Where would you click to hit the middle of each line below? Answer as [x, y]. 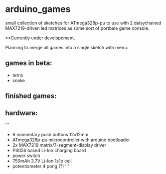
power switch [26, 156]
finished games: [31, 96]
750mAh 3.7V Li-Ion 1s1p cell [42, 161]
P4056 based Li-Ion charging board [49, 150]
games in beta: [29, 63]
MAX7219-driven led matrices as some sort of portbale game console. [77, 28]
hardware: [22, 113]
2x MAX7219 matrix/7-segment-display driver [59, 145]
